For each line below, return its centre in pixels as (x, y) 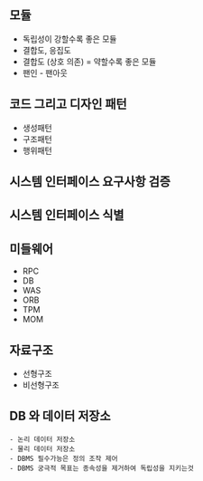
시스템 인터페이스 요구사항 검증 (90, 182)
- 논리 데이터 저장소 (42, 439)
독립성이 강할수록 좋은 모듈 (69, 39)
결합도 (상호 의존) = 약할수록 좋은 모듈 (89, 62)
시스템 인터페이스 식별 (67, 215)
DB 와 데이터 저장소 (60, 416)
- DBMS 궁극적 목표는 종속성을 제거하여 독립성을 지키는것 (101, 468)
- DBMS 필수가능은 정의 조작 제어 (64, 458)
